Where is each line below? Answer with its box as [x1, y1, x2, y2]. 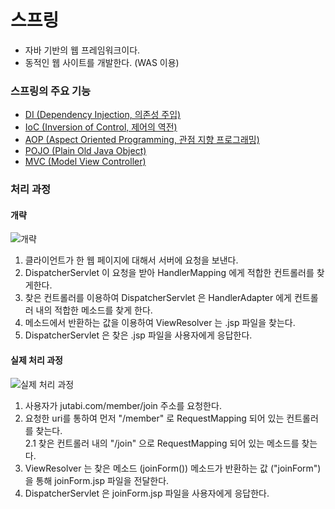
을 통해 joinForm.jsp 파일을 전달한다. [24, 474, 170, 486]
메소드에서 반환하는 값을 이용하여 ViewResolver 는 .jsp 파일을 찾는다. [24, 317, 296, 329]
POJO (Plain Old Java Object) [24, 145, 147, 157]
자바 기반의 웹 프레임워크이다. [24, 44, 141, 56]
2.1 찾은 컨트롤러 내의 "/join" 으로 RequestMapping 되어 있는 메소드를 [24, 437, 300, 449]
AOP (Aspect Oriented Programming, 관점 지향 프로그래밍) [24, 134, 260, 146]
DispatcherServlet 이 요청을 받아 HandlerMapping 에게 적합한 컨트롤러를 [24, 267, 315, 279]
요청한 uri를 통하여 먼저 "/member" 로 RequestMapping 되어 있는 [24, 412, 285, 424]
